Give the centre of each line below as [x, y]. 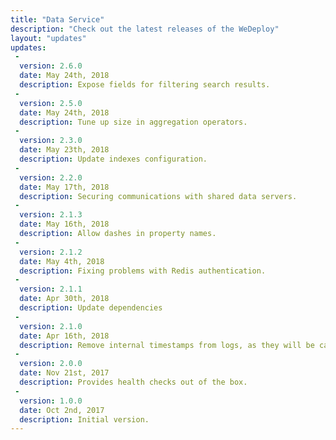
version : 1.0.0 [51, 401]
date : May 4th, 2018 [62, 261]
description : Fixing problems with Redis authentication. [143, 271]
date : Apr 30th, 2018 [64, 299]
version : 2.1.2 [51, 252]
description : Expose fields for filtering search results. [145, 85]
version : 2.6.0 [51, 66]
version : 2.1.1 [51, 289]
